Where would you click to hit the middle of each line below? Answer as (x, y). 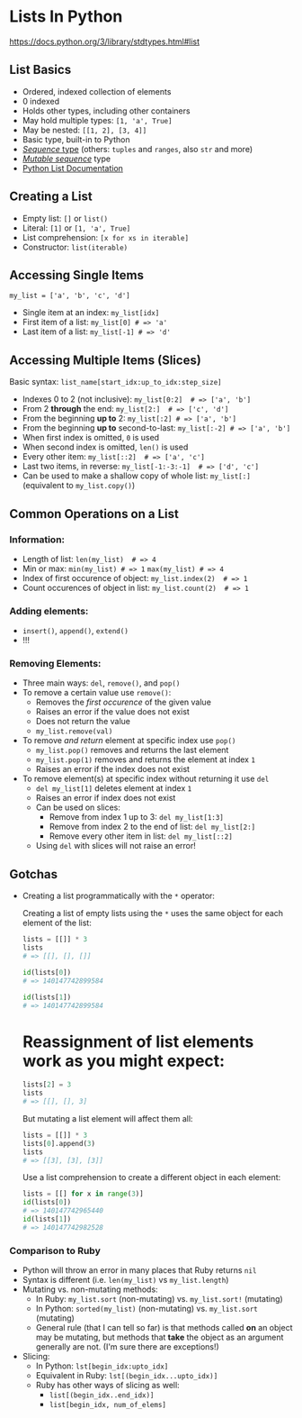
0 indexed (41, 101)
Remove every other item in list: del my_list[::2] (141, 836)
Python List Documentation (73, 168)
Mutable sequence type (66, 159)
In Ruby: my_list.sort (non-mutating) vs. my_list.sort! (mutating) (159, 1299)
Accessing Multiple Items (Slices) (106, 360)
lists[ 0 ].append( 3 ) (59, 1143)
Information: (37, 540)
